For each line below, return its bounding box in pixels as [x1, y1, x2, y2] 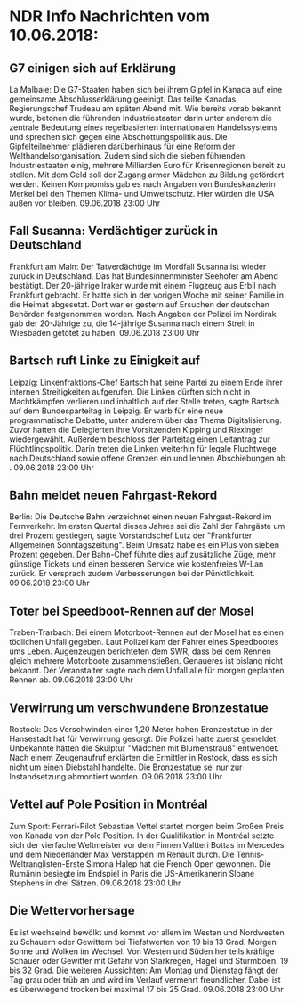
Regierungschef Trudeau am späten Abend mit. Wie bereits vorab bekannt [9, 103, 282, 113]
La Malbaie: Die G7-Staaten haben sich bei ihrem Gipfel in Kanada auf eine [9, 85, 283, 94]
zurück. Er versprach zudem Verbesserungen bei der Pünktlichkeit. [9, 568, 255, 579]
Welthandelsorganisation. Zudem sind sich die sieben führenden [9, 151, 245, 161]
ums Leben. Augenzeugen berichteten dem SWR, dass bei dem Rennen [9, 646, 271, 656]
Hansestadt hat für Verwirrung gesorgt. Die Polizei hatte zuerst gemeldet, [9, 733, 278, 745]
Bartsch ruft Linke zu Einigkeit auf [9, 354, 201, 369]
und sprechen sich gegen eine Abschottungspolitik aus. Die [9, 132, 228, 142]
